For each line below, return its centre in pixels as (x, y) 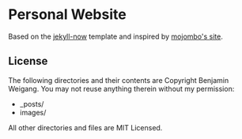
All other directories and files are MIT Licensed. (85, 127)
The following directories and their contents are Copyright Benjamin (119, 80)
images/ (33, 112)
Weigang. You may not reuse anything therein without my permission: (121, 88)
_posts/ (32, 103)
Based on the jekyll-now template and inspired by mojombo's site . (116, 36)
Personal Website (67, 15)
